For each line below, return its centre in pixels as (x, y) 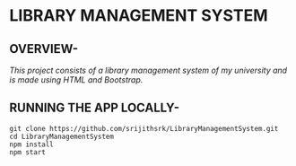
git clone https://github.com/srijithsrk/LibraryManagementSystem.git (144, 128)
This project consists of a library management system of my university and (148, 70)
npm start (28, 152)
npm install (31, 144)
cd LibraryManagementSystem (62, 136)
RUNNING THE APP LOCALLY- (94, 108)
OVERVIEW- (44, 49)
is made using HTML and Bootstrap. (76, 80)
